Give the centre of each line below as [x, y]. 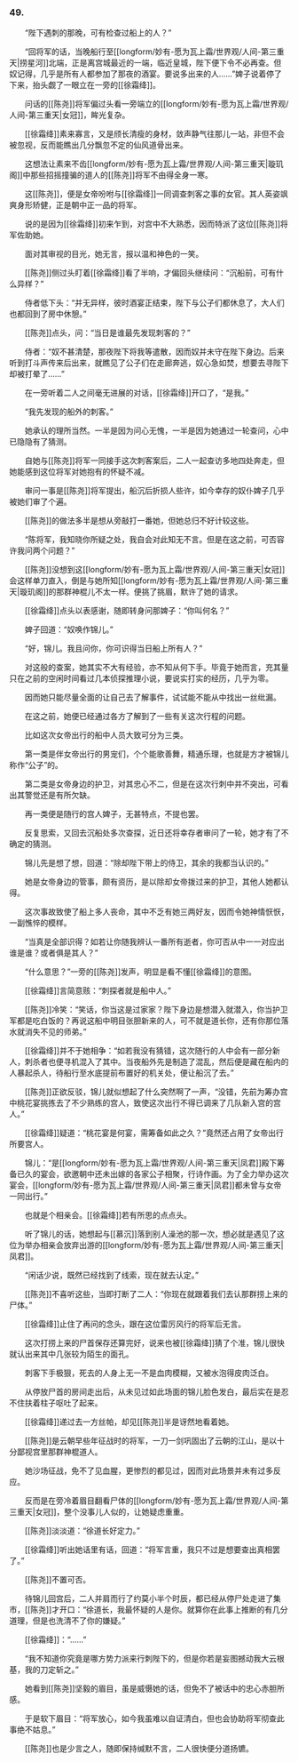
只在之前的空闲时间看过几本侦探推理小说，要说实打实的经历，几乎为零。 [141, 678]
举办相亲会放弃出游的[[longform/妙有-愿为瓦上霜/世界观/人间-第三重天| [154, 1245]
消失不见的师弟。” [55, 1032]
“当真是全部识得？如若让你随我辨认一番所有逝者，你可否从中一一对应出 [155, 942]
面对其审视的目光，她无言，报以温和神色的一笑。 [114, 254]
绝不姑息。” [36, 1730]
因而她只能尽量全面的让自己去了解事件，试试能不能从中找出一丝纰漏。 [153, 697]
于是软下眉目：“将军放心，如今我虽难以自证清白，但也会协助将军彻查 [151, 1718]
